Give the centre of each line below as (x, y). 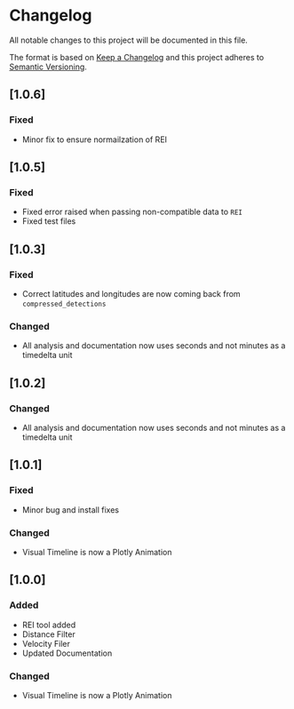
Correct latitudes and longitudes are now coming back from (131, 294)
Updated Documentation (67, 653)
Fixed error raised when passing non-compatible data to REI (132, 212)
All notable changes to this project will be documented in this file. (129, 40)
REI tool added (49, 625)
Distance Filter (48, 634)
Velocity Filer (46, 643)
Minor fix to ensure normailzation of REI (94, 139)
